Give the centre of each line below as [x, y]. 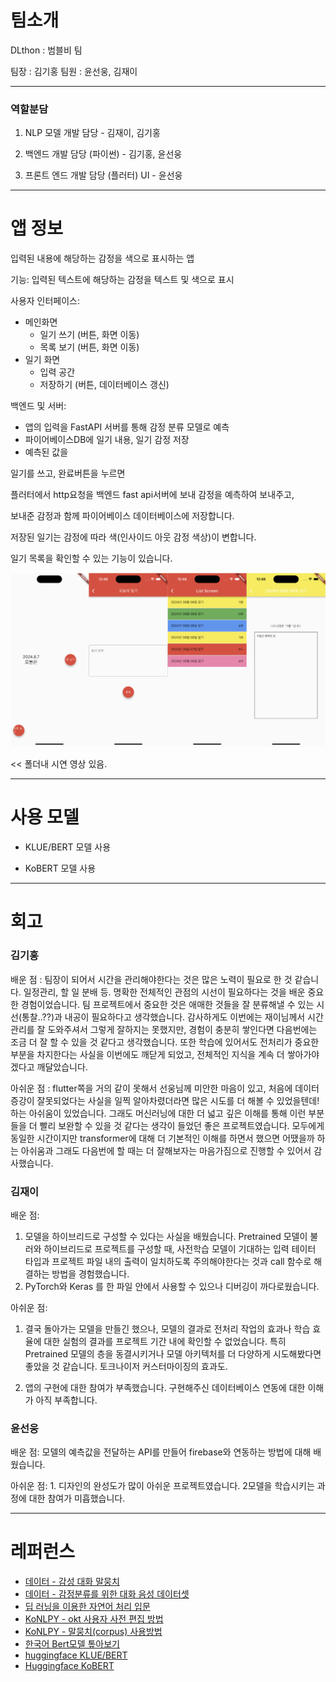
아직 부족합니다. [66, 1400]
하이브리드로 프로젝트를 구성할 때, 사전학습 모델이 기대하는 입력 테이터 [180, 1248]
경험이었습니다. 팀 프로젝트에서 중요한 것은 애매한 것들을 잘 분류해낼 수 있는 [167, 1004]
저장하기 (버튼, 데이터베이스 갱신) [104, 385]
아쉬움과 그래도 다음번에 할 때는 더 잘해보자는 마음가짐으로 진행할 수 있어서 [166, 1150]
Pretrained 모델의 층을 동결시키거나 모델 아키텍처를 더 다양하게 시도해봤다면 [173, 1353]
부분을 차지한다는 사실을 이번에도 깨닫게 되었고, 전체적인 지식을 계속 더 [147, 1054]
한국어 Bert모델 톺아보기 [72, 1644]
